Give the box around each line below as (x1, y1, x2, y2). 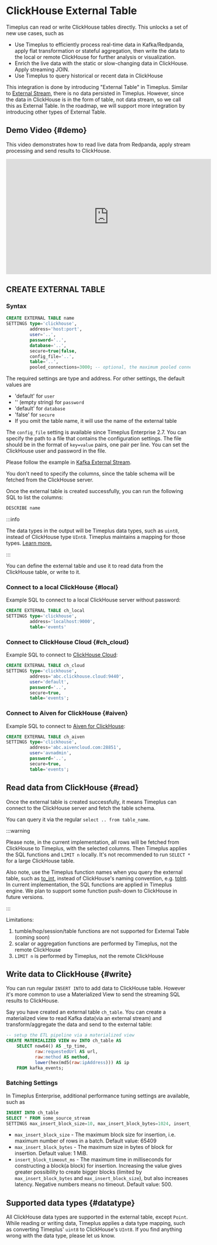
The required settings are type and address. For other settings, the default (6, 375, 185, 382)
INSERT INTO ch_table (6, 1110, 59, 1116)
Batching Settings (6, 1079, 58, 1087)
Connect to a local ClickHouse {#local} (6, 583, 119, 591)
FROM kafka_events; (16, 1065, 64, 1071)
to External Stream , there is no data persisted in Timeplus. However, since (6, 90, 184, 97)
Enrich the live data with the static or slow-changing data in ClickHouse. (14, 60, 188, 67)
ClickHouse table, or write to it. (6, 569, 81, 576)
